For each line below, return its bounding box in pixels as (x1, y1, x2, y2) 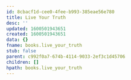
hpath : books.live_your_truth (6, 64, 83, 71)
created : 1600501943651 (6, 31, 66, 37)
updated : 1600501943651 (6, 25, 66, 32)
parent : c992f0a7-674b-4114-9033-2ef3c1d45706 (6, 54, 126, 60)
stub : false (6, 48, 36, 54)
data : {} (6, 37, 28, 43)
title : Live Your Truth (6, 14, 66, 20)
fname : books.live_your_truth (6, 43, 83, 49)
